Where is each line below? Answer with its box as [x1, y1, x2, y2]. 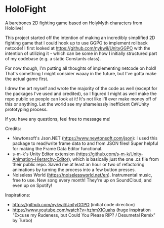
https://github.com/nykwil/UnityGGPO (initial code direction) [12, 201, 135, 207]
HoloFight [5, 3, 46, 15]
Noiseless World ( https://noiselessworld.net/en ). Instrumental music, [12, 172, 152, 178]
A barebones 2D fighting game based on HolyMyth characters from [5, 20, 143, 26]
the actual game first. [5, 76, 48, 82]
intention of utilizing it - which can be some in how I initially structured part [5, 50, 157, 56]
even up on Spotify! [12, 182, 53, 188]
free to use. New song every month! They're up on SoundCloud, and [12, 177, 152, 183]
